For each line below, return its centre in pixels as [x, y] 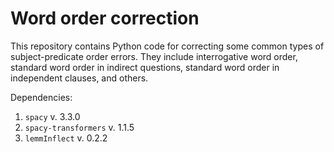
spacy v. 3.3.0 [52, 116]
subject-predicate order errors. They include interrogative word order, [154, 56]
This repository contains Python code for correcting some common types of [167, 46]
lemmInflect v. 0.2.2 [66, 138]
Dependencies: [41, 97]
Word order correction [105, 18]
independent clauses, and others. [79, 78]
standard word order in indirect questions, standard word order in [145, 67]
